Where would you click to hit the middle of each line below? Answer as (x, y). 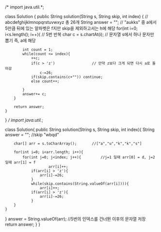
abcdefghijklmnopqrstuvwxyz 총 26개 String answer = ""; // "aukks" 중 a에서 (81, 22)
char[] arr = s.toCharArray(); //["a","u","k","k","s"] (78, 143)
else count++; (45, 81)
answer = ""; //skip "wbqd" (32, 135)
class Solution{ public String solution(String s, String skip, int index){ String (80, 129)
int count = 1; (38, 50)
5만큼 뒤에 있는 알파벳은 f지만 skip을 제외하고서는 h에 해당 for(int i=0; (72, 28)
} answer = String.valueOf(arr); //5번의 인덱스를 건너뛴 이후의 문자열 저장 (75, 219)
